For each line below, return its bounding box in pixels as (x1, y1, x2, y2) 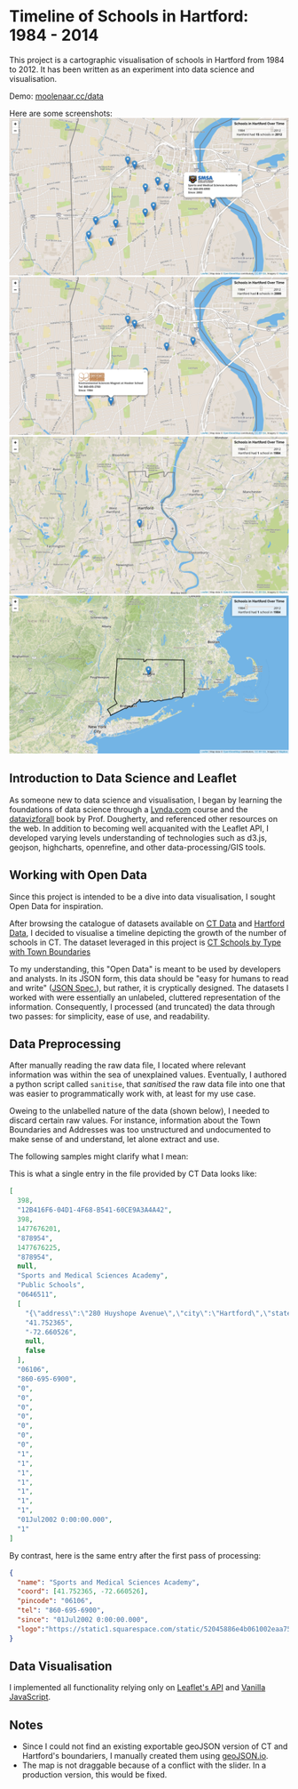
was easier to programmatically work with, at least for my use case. (9, 1088, 256, 1100)
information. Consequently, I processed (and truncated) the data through (9, 1001, 275, 1011)
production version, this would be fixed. (21, 1769, 168, 1780)
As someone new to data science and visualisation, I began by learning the (9, 794, 283, 805)
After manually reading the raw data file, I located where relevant (9, 1060, 247, 1071)
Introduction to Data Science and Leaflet (9, 771, 237, 786)
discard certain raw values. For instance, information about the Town (9, 1115, 261, 1126)
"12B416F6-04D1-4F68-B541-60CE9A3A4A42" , (17, 1205, 173, 1215)
